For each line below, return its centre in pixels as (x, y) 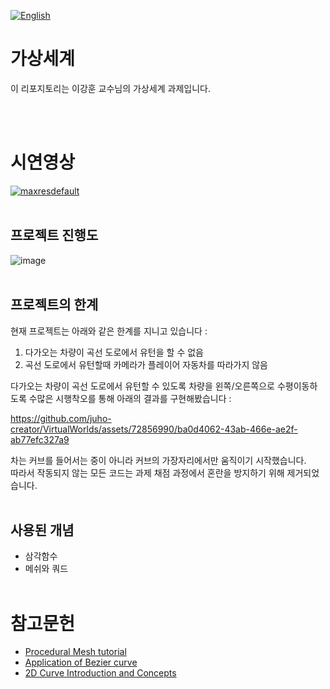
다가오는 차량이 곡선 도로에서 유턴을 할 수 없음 (114, 352)
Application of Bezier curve (81, 662)
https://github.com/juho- (61, 418)
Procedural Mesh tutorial (75, 652)
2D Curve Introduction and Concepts (100, 673)
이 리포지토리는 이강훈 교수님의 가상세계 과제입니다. (110, 88)
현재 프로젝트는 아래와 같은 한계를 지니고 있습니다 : (109, 331)
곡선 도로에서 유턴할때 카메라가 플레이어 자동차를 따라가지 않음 (146, 364)
